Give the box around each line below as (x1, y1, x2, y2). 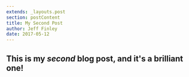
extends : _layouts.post (6, 8, 66, 15)
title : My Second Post (6, 20, 63, 26)
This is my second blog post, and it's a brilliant (6, 54, 184, 64)
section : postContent (6, 14, 61, 20)
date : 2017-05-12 (6, 31, 50, 37)
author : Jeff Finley (6, 25, 58, 32)
